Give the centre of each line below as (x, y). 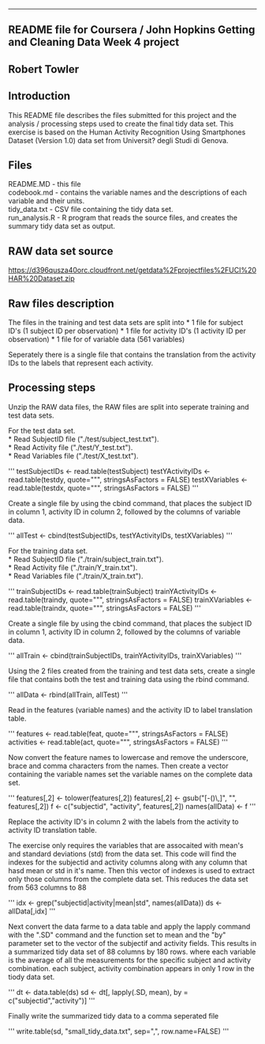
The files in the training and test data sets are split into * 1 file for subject (126, 323)
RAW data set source (61, 251)
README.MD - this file (45, 184)
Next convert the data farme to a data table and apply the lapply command (129, 926)
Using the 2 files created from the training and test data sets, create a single (132, 671)
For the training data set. (48, 550)
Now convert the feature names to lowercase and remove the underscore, (128, 757)
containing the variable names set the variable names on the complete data (131, 774)
